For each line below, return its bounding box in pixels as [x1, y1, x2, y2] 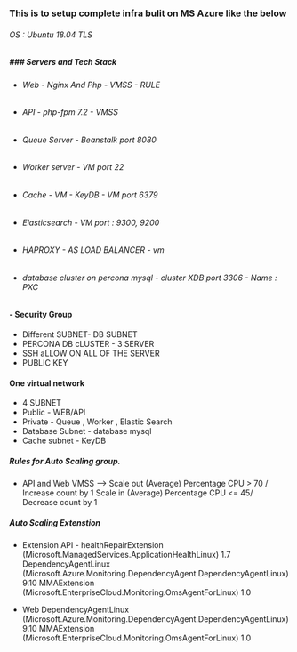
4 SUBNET [21, 398, 62, 408]
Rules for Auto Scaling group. [9, 455, 121, 466]
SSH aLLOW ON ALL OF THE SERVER [21, 348, 160, 358]
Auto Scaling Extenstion [9, 517, 100, 527]
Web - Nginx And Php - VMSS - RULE [21, 79, 161, 90]
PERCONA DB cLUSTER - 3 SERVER [21, 338, 155, 349]
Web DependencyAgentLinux [21, 604, 130, 616]
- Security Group [9, 310, 73, 320]
